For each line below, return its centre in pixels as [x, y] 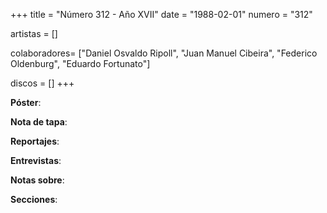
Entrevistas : [36, 160]
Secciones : [34, 199]
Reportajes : [35, 141]
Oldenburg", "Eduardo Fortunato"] [80, 63]
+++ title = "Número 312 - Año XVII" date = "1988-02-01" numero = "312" [161, 14]
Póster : [26, 102]
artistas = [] [34, 33]
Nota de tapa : [39, 122]
